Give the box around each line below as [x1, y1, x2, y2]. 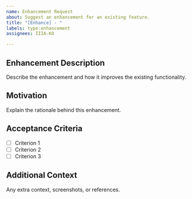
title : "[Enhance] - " [6, 20, 62, 25]
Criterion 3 [14, 152, 42, 160]
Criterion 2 [14, 146, 42, 153]
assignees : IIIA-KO [6, 31, 55, 37]
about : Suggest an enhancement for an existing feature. [6, 14, 150, 20]
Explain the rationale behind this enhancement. [6, 106, 121, 113]
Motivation [6, 91, 48, 101]
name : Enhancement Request [6, 8, 73, 15]
